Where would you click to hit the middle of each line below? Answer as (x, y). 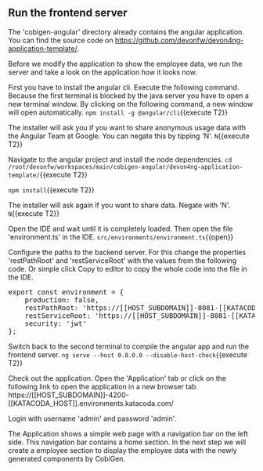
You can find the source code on (61, 40)
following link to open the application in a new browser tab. (103, 386)
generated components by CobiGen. (67, 458)
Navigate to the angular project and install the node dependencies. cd (120, 159)
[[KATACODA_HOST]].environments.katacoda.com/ (91, 403)
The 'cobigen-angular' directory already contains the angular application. (126, 31)
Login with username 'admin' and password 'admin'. (92, 418)
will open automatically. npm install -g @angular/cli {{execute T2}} (118, 112)
